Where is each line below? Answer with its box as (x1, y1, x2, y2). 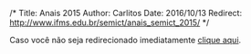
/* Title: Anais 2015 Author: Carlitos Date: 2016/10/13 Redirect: (9, 8, 243, 18)
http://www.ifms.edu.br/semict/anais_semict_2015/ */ (9, 17, 210, 28)
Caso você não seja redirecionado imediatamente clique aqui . (9, 35, 242, 45)
